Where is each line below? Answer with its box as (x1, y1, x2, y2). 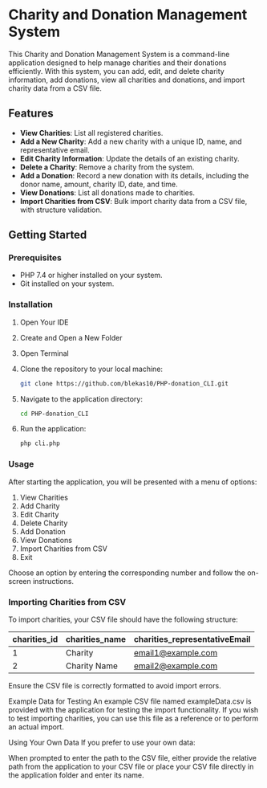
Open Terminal (19, 348, 70, 358)
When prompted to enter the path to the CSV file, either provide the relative (8, 753, 257, 762)
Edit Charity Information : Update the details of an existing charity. (19, 153, 240, 163)
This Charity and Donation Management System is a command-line (8, 49, 230, 59)
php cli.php (19, 439, 60, 447)
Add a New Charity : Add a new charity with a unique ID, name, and (19, 137, 242, 146)
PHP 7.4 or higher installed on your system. (19, 271, 163, 280)
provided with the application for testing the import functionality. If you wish (8, 704, 259, 714)
